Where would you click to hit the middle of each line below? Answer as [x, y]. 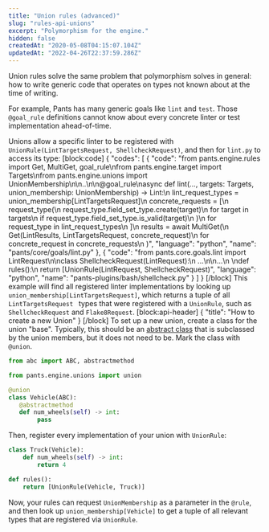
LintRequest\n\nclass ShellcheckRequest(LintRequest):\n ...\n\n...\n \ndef [129, 261]
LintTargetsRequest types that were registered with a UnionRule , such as [130, 303]
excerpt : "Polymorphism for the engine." [79, 31]
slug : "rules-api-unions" [51, 23]
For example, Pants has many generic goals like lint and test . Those [123, 108]
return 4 [52, 464]
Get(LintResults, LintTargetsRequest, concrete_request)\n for [109, 235]
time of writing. [33, 93]
